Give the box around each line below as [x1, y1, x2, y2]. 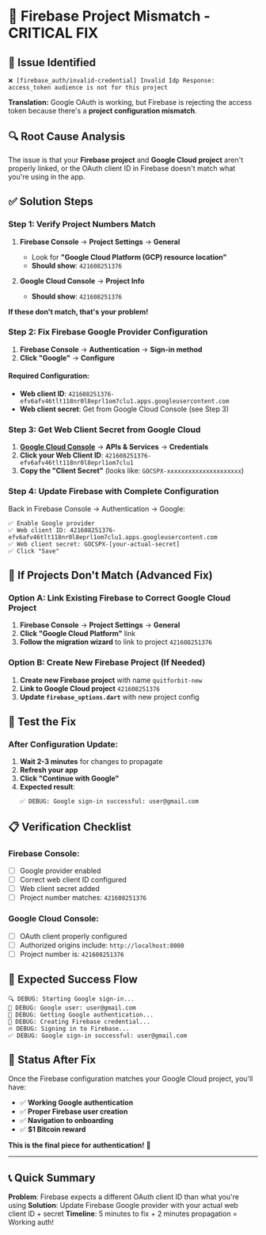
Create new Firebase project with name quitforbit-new [19, 675, 203, 685]
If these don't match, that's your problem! [8, 307, 149, 316]
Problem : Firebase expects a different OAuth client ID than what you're [8, 1192, 240, 1202]
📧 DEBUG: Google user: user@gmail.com [8, 1004, 136, 1012]
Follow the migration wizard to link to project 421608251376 [19, 637, 212, 646]
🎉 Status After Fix [8, 1052, 97, 1067]
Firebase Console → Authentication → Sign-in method [19, 345, 203, 354]
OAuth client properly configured [19, 931, 127, 940]
